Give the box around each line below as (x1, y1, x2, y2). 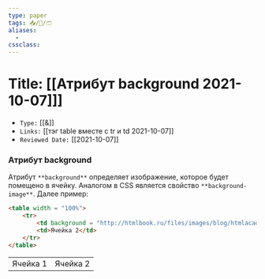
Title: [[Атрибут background (8, 75, 200, 93)
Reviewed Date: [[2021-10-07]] (19, 135, 119, 145)
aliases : (8, 26, 37, 34)
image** (8, 190, 34, 198)
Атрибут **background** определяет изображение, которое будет (8, 172, 229, 182)
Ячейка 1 (12, 258, 47, 269)
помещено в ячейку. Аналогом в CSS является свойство (8, 181, 200, 190)
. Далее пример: (32, 189, 89, 198)
